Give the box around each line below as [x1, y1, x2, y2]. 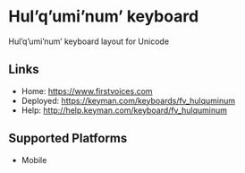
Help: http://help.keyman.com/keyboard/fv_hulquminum [21, 105, 228, 116]
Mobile [21, 154, 47, 165]
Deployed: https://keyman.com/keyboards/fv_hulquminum [21, 95, 236, 106]
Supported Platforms [8, 131, 128, 146]
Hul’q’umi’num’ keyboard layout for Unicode [8, 36, 170, 47]
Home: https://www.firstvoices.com [21, 85, 153, 96]
